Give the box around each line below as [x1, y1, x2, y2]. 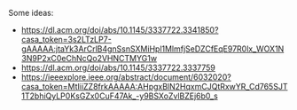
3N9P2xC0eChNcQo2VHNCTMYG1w [20, 53, 157, 63]
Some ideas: [8, 8, 54, 18]
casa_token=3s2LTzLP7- [20, 35, 112, 44]
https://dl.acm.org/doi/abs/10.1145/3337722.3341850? [20, 25, 219, 35]
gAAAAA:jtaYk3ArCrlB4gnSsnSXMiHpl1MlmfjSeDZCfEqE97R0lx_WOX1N [20, 43, 285, 54]
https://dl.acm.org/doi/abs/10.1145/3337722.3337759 [20, 62, 216, 73]
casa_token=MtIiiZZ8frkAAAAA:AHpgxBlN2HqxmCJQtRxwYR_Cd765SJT [20, 82, 288, 91]
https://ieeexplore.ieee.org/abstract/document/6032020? [20, 72, 231, 82]
